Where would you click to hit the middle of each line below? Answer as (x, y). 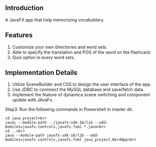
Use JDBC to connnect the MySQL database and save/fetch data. (78, 89)
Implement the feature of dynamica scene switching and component (81, 95)
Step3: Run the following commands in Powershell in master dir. (69, 109)
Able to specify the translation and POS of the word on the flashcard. (82, 52)
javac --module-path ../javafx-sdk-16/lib (49, 123)
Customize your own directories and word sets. (60, 47)
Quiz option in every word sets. (44, 57)
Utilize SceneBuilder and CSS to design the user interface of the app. (82, 84)
